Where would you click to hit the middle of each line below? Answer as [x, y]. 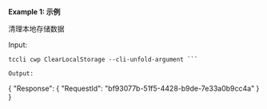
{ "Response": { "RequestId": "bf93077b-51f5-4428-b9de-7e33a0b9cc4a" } [134, 88]
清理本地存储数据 [36, 29]
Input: [18, 45]
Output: [21, 74]
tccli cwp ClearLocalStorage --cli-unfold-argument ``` [103, 59]
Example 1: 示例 [34, 12]
